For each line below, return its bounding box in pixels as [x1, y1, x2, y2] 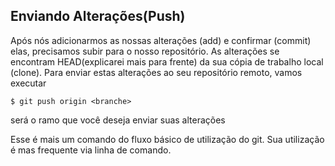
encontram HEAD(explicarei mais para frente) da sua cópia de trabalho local [10, 55, 324, 68]
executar [10, 77, 47, 89]
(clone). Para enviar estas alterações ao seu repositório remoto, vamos [10, 66, 303, 78]
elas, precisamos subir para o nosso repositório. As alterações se [10, 45, 280, 57]
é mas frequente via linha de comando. [10, 144, 172, 156]
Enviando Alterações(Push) [10, 8, 186, 25]
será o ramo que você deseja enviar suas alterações [10, 114, 226, 126]
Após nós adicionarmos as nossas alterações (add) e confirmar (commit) [10, 34, 312, 46]
